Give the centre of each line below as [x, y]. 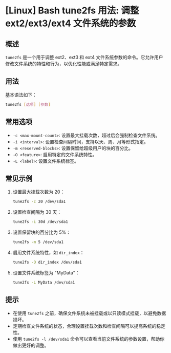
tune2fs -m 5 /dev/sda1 [38, 242]
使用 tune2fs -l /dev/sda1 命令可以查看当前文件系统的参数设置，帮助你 [89, 339]
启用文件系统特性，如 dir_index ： [48, 252]
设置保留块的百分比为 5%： [41, 232]
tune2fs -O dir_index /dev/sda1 [47, 262]
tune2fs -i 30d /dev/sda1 [40, 222]
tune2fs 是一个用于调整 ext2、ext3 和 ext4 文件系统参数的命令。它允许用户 [84, 57]
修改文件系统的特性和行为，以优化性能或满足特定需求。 [63, 64]
